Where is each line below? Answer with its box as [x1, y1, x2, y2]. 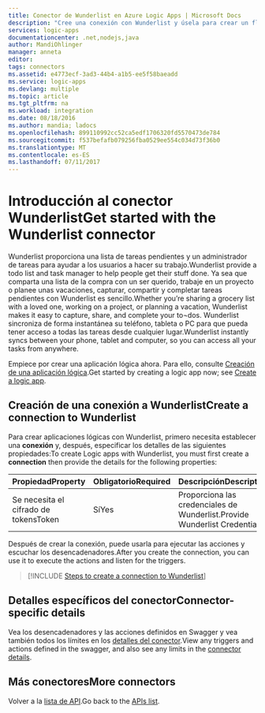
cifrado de [12, 504, 50, 515]
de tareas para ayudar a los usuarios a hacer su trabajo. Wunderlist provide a [8, 260, 257, 270]
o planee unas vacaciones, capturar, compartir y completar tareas [8, 286, 222, 295]
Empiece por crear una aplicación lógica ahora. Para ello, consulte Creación [8, 360, 255, 369]
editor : [8, 56, 34, 64]
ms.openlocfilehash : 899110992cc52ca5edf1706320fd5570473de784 [8, 129, 221, 136]
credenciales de [178, 498, 238, 510]
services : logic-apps [8, 26, 80, 34]
